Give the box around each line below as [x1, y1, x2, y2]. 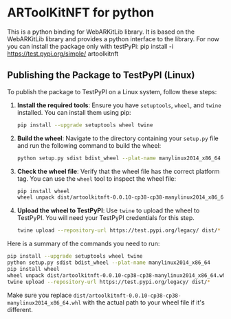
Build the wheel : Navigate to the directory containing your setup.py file [16, 134, 219, 142]
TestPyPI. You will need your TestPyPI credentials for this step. [16, 214, 195, 222]
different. [7, 305, 33, 313]
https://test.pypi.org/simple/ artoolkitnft [7, 49, 119, 58]
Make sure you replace [7, 291, 72, 299]
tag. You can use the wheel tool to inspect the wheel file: [16, 174, 177, 183]
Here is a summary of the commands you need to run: [7, 239, 160, 248]
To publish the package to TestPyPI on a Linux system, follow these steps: [7, 87, 217, 96]
